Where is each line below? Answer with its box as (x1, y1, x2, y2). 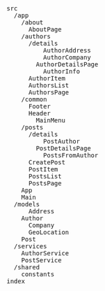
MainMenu (35, 117, 65, 124)
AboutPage (28, 26, 62, 33)
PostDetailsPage (35, 145, 91, 152)
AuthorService (21, 250, 70, 257)
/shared (13, 264, 40, 271)
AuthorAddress (43, 47, 91, 54)
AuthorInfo (43, 68, 81, 75)
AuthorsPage (28, 89, 70, 96)
